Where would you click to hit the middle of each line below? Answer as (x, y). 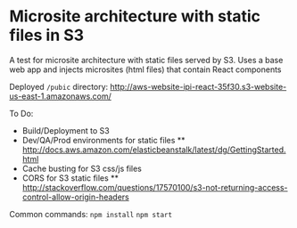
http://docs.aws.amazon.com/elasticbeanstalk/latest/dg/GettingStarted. (154, 150)
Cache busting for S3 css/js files (82, 168)
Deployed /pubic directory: (59, 86)
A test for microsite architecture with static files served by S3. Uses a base (146, 60)
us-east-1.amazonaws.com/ (60, 96)
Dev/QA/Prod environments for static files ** (103, 140)
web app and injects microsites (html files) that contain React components (146, 69)
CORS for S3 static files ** (70, 178)
